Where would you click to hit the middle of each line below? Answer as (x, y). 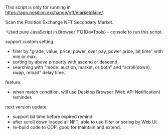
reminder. (22, 97)
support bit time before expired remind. (53, 116)
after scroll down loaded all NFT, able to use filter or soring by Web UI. (85, 122)
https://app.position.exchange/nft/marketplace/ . (55, 12)
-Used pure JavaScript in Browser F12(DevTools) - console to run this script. (84, 32)
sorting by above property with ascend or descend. (65, 62)
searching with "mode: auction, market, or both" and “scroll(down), (82, 67)
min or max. (25, 56)
